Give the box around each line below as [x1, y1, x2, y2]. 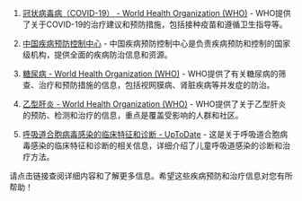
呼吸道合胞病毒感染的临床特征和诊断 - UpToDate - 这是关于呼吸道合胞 [22, 129, 280, 139]
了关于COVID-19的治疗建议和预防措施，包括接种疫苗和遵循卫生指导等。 [22, 19, 288, 30]
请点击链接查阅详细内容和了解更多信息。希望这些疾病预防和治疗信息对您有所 [9, 170, 293, 181]
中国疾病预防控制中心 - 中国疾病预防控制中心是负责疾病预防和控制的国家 [22, 39, 291, 48]
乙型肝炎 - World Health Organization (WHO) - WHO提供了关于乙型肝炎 [22, 99, 287, 109]
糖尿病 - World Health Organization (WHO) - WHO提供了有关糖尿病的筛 [22, 68, 287, 79]
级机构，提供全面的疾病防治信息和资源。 [22, 49, 173, 60]
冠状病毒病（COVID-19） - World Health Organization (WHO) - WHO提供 [22, 8, 292, 18]
